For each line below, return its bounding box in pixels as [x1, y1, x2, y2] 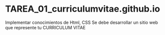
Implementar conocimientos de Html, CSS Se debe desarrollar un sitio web [5, 19, 158, 25]
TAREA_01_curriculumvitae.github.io [5, 3, 161, 15]
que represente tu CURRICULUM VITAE [5, 24, 86, 30]
